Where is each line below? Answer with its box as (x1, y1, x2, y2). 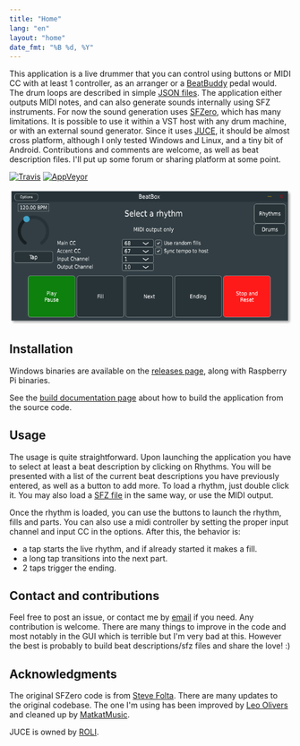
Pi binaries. (9, 374, 51, 385)
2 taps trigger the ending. (21, 562, 116, 573)
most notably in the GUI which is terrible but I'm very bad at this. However (9, 631, 282, 642)
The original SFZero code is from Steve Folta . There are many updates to (9, 690, 279, 701)
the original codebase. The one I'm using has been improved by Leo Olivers (9, 699, 288, 711)
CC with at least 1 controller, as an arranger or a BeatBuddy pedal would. (9, 78, 278, 89)
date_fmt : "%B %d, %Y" (9, 43, 94, 52)
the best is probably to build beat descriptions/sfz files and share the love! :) (9, 640, 291, 651)
